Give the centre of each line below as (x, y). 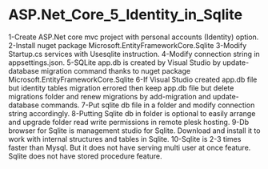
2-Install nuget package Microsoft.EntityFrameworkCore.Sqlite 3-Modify (128, 45)
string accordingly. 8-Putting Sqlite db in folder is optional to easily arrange (132, 113)
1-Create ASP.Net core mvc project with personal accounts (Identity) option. (134, 37)
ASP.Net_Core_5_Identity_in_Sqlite (125, 15)
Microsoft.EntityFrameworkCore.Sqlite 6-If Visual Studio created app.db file (133, 79)
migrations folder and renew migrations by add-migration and (110, 96)
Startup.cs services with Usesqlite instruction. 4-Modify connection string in (134, 54)
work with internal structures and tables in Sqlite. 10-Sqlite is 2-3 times (125, 139)
